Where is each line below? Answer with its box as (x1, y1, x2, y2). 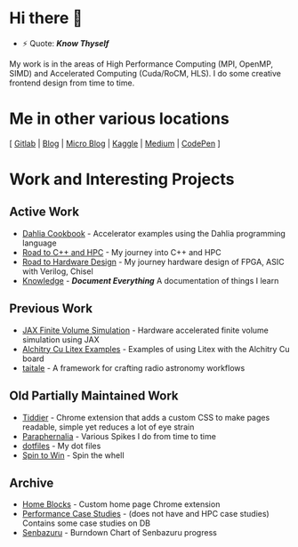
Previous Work (9, 302, 93, 317)
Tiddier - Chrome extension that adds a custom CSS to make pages (21, 412, 270, 422)
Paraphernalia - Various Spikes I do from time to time (21, 430, 216, 441)
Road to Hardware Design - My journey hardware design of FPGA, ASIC (21, 256, 285, 267)
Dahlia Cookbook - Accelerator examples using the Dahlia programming (21, 228, 286, 238)
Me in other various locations (9, 109, 230, 129)
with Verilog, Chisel (21, 266, 93, 277)
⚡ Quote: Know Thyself (21, 37, 109, 48)
